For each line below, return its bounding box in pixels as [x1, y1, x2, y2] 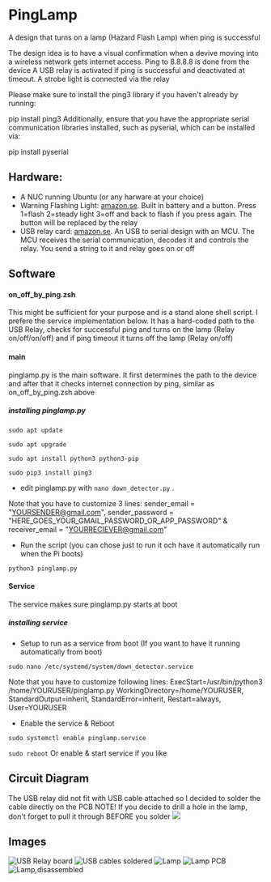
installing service [8, 618, 69, 628]
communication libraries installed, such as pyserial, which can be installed [8, 122, 256, 132]
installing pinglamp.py [8, 406, 87, 415]
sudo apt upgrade [8, 440, 67, 449]
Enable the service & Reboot [19, 718, 115, 728]
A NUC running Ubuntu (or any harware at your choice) [19, 192, 205, 202]
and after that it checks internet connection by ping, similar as [8, 378, 215, 388]
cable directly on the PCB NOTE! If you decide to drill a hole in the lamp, [8, 802, 248, 812]
